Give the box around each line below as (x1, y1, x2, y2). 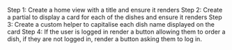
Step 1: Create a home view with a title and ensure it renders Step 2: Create (7, 6, 223, 14)
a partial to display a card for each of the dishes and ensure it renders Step (7, 13, 223, 21)
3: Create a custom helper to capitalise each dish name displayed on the (7, 21, 215, 28)
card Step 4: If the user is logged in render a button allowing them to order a (7, 27, 226, 36)
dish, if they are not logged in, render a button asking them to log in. (7, 35, 202, 43)
